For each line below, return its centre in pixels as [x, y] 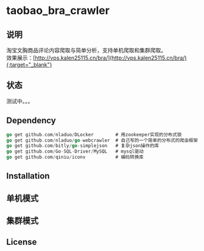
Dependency [31, 121]
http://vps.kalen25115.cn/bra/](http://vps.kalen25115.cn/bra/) [111, 58]
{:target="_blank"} [29, 65]
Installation [28, 176]
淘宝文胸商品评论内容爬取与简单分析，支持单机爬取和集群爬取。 [86, 50]
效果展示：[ [21, 58]
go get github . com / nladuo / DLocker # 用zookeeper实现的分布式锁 [94, 134]
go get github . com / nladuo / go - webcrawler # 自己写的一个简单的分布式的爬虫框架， [104, 140]
